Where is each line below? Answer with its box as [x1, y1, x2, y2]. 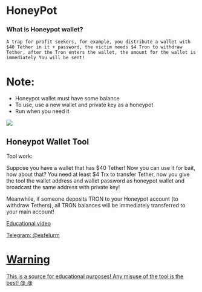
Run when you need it [15, 108, 70, 115]
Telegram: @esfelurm [6, 232, 60, 239]
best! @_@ [6, 279, 33, 287]
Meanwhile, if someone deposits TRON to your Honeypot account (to [6, 195, 178, 203]
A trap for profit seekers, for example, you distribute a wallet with [6, 39, 191, 45]
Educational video [6, 220, 51, 227]
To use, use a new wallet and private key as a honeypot [15, 101, 154, 109]
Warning [6, 253, 50, 267]
